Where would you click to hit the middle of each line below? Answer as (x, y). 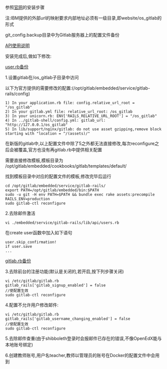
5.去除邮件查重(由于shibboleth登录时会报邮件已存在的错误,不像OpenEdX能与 (83, 338)
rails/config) (18, 94)
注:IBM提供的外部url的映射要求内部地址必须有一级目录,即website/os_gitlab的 (83, 18)
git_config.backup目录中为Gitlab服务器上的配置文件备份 (62, 35)
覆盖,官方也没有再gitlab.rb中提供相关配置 (60, 150)
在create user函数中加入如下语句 (39, 233)
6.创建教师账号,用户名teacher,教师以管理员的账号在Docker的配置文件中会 (80, 355)
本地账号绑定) (19, 345)
